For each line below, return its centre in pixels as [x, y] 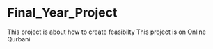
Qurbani [19, 39]
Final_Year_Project [62, 13]
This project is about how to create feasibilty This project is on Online [107, 32]
